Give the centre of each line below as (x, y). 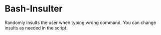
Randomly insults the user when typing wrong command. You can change (80, 22)
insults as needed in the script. (36, 27)
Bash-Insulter (34, 9)
